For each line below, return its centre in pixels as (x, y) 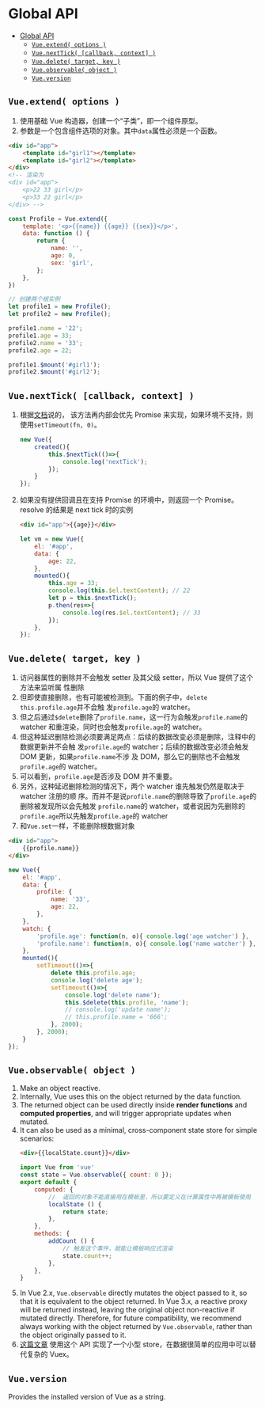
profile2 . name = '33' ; (45, 343)
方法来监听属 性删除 (52, 687)
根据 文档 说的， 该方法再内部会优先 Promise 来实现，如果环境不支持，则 (136, 415)
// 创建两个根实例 (34, 299)
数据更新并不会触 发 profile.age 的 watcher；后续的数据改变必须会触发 (134, 747)
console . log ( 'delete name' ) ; (112, 995)
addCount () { (72, 1241)
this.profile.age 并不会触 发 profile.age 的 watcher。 (107, 707)
